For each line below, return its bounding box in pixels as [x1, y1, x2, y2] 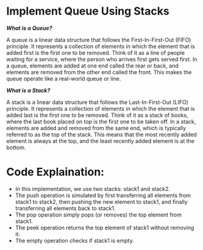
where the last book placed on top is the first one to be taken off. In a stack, [6, 117, 196, 125]
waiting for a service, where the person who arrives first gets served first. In [6, 55, 198, 63]
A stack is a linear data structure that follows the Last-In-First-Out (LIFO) [6, 99, 189, 106]
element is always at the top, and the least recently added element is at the [6, 137, 195, 144]
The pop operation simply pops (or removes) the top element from [15, 211, 182, 218]
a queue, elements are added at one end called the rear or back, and [6, 62, 179, 69]
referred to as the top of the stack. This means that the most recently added [6, 131, 197, 138]
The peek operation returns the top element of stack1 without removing [15, 224, 194, 231]
